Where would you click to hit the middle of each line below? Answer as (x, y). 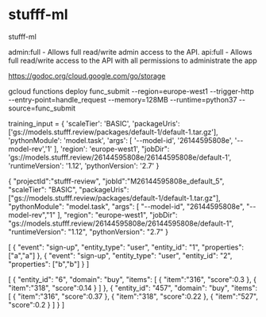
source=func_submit (42, 108)
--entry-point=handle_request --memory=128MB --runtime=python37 (123, 99)
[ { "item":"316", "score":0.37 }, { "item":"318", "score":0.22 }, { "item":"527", (133, 296)
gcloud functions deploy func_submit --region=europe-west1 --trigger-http (131, 91)
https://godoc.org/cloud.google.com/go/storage (87, 75)
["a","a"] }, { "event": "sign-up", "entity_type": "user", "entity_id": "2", (120, 255)
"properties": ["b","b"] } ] (49, 264)
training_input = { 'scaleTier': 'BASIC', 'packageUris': (94, 123)
